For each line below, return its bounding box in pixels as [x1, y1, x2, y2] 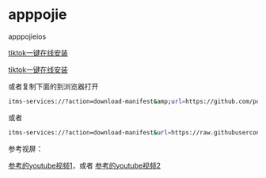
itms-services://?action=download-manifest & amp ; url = [8, 97, 186, 105]
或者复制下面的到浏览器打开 [8, 81, 99, 91]
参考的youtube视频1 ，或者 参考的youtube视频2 [8, 161, 161, 170]
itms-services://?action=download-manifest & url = [8, 128, 172, 136]
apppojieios [8, 32, 47, 41]
